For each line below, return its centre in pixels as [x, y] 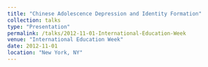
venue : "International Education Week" [65, 40]
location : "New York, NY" [45, 53]
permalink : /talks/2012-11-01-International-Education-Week [97, 33]
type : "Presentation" [39, 27]
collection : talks [34, 20]
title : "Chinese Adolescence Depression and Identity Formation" [104, 14]
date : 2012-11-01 [33, 46]
